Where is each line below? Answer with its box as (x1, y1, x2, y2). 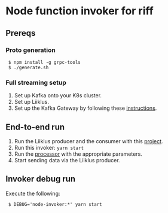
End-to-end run (5, 122, 65, 132)
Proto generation (5, 46, 56, 54)
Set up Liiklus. (14, 98, 49, 106)
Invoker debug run (5, 174, 76, 184)
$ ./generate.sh (8, 64, 49, 70)
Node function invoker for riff (5, 4, 154, 18)
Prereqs (5, 28, 36, 38)
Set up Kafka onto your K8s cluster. (14, 92, 102, 99)
